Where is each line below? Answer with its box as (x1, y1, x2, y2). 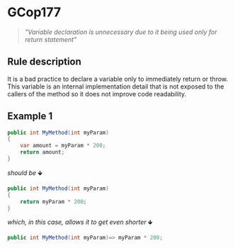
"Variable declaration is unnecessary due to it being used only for (24, 28, 217, 36)
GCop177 (7, 4, 62, 21)
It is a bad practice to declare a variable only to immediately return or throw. (7, 74, 229, 83)
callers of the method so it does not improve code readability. (7, 89, 187, 98)
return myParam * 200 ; (20, 198, 87, 205)
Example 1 (7, 111, 53, 123)
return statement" (24, 35, 77, 43)
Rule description (7, 56, 81, 68)
